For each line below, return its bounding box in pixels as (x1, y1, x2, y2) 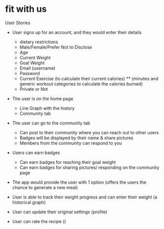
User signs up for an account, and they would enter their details (12, 29, 142, 35)
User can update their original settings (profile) (12, 209, 107, 215)
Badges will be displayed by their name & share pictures (19, 135, 133, 141)
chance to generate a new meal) (12, 184, 78, 191)
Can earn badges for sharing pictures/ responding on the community (19, 164, 160, 170)
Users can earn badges (12, 150, 60, 155)
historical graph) (12, 199, 46, 205)
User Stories (5, 20, 31, 26)
